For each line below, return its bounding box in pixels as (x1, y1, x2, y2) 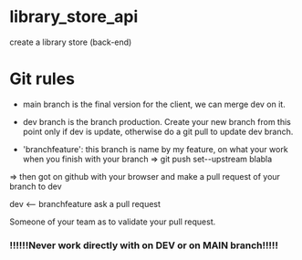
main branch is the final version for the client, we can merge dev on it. (22, 99, 286, 109)
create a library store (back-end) (9, 36, 132, 47)
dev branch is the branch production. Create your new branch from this (22, 116, 292, 127)
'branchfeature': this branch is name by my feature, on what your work (22, 143, 289, 154)
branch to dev (9, 181, 62, 192)
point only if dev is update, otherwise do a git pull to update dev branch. (22, 126, 294, 137)
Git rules (9, 68, 76, 89)
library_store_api (9, 6, 139, 27)
